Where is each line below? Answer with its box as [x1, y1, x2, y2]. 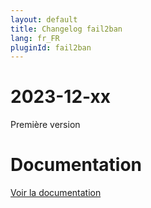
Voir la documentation [10, 187, 102, 199]
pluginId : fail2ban [10, 42, 92, 53]
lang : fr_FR [10, 33, 60, 43]
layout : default [10, 14, 78, 25]
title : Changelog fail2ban [10, 24, 123, 34]
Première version [10, 119, 81, 131]
